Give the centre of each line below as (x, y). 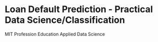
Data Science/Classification (65, 20)
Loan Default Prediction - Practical (79, 9)
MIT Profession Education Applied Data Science (55, 34)
